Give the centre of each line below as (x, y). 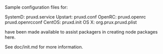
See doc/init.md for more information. (44, 47)
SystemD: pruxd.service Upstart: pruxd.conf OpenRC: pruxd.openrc (75, 17)
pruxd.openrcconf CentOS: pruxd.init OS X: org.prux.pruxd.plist (71, 22)
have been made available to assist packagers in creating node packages (81, 32)
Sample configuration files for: (36, 7)
